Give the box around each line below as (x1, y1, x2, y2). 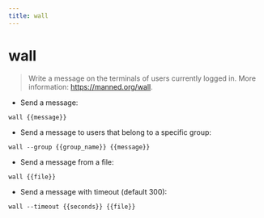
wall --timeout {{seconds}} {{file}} (8, 203, 136, 211)
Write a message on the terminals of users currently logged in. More (28, 73, 257, 83)
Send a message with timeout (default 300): (19, 187, 168, 196)
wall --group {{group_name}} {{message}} (8, 143, 151, 151)
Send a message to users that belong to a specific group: (19, 127, 212, 137)
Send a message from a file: (19, 157, 115, 166)
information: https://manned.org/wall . (28, 82, 154, 91)
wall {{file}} (8, 173, 57, 181)
